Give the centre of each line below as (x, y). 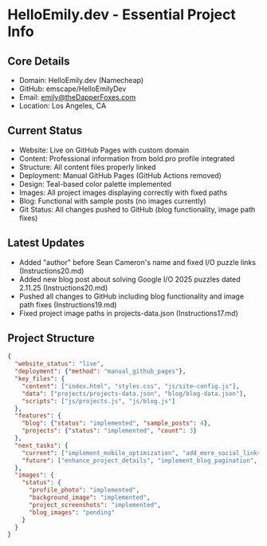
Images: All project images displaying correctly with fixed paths (123, 192)
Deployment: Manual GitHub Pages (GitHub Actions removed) (120, 175)
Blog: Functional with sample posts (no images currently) (112, 200)
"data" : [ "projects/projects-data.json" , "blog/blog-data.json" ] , (134, 394)
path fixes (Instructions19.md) (68, 304)
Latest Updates (46, 243)
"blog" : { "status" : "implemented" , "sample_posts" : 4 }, (117, 423)
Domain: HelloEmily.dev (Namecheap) (81, 80)
